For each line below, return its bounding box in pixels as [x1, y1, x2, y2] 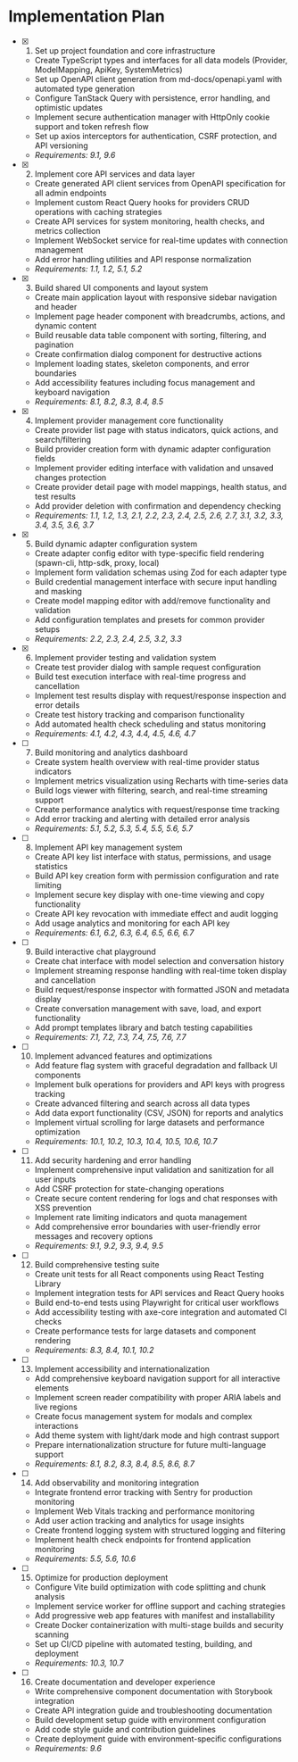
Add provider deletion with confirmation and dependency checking [34, 500, 282, 511]
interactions [34, 1420, 79, 1431]
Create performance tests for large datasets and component [34, 1326, 256, 1336]
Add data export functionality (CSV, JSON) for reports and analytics [34, 1107, 284, 1118]
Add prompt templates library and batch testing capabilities [34, 1022, 253, 1033]
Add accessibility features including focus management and [34, 377, 256, 387]
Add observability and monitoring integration [34, 1477, 200, 1488]
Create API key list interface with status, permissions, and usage [34, 851, 272, 862]
